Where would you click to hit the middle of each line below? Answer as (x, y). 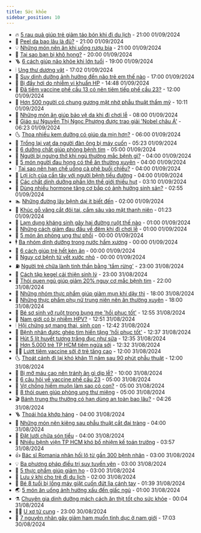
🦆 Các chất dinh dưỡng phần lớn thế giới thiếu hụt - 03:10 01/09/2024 (101, 181)
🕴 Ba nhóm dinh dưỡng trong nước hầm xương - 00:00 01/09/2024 (96, 242)
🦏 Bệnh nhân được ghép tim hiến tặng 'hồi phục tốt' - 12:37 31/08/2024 (103, 332)
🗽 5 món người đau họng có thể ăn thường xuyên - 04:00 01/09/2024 (100, 162)
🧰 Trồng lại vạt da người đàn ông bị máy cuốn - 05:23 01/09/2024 (96, 143)
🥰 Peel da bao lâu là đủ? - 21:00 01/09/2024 (69, 41)
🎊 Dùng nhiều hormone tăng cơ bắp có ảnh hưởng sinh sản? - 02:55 (99, 188)
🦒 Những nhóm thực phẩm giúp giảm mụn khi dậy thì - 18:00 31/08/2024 (104, 293)
